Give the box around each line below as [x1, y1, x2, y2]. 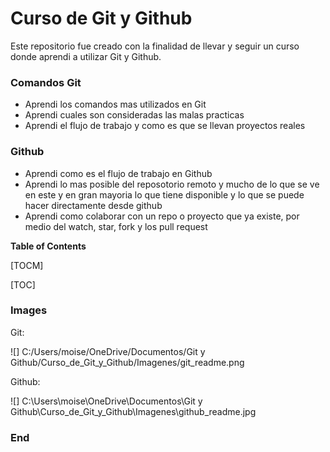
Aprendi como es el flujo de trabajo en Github [24, 167, 213, 179]
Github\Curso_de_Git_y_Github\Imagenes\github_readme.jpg [10, 405, 257, 417]
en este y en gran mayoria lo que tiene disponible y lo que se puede [24, 188, 305, 201]
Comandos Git [10, 75, 82, 89]
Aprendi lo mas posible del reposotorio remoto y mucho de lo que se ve [24, 178, 320, 190]
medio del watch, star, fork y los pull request [24, 220, 208, 232]
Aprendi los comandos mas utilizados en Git [24, 98, 207, 111]
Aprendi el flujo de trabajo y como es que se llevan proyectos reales [24, 120, 306, 132]
